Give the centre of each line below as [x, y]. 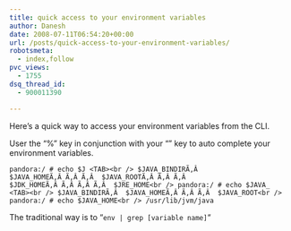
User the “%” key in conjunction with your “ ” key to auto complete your [140, 143]
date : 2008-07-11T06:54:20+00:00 [72, 34]
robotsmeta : [31, 51]
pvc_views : [30, 68]
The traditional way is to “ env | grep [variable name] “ [110, 217]
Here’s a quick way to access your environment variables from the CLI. [140, 125]
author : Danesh [38, 26]
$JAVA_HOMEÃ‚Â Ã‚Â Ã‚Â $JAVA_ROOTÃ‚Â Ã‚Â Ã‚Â [98, 177]
